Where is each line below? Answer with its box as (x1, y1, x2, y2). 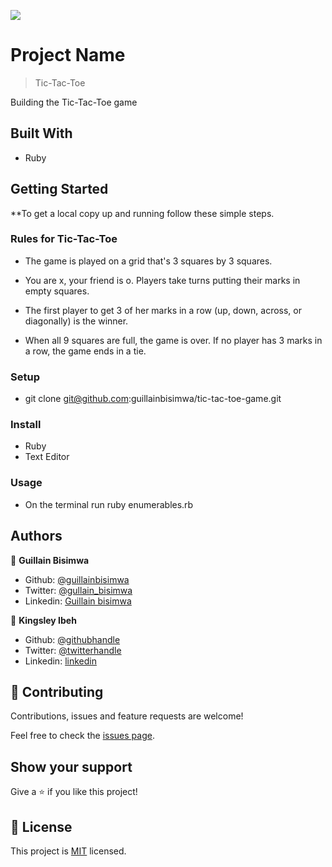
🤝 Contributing (10, 683, 104, 700)
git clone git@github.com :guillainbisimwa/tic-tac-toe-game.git (24, 393, 282, 405)
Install (10, 418, 42, 432)
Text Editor (24, 451, 70, 463)
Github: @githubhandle (24, 633, 121, 645)
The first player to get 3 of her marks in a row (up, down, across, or (24, 304, 302, 316)
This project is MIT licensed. (10, 845, 127, 857)
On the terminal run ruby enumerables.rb (24, 498, 194, 510)
